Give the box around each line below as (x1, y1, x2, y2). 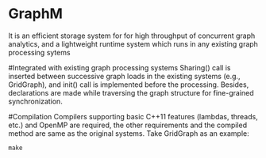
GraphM (8, 5, 64, 23)
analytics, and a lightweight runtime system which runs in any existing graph (8, 39, 258, 48)
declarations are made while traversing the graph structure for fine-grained (8, 88, 254, 97)
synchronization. (8, 96, 64, 106)
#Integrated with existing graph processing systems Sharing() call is (8, 62, 231, 72)
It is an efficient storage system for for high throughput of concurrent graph (8, 31, 256, 40)
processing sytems (8, 47, 71, 57)
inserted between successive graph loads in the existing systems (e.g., (8, 71, 241, 81)
